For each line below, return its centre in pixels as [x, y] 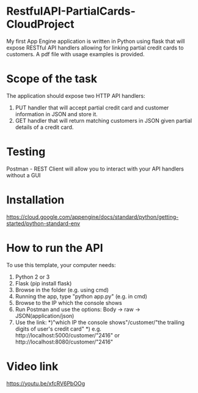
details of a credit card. [44, 127]
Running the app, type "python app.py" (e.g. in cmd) [81, 296]
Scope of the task [52, 79]
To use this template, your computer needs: [61, 265]
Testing [26, 152]
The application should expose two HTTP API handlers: [76, 95]
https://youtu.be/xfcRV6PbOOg [46, 383]
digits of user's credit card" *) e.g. [58, 329]
